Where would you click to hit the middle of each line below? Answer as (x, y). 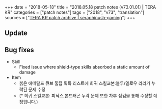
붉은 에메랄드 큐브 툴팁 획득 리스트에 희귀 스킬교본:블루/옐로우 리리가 (85, 83)
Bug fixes (19, 50)
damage (27, 72)
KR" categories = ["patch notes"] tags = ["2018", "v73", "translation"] (74, 12)
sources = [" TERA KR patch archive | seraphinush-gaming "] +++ (70, 18)
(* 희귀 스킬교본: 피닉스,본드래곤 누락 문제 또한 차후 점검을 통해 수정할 (86, 96)
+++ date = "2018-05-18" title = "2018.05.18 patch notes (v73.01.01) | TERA (80, 7)
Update (16, 33)
